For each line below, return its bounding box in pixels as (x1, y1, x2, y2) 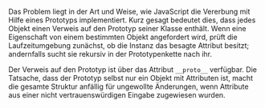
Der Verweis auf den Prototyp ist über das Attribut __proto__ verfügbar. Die (8, 65, 257, 74)
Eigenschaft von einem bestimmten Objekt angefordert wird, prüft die (8, 32, 238, 42)
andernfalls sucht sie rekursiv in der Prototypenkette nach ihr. (8, 50, 213, 58)
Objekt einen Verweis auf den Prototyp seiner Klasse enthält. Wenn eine (8, 24, 247, 33)
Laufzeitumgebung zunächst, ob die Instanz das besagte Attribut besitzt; (8, 41, 250, 50)
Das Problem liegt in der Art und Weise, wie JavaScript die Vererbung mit (8, 7, 251, 16)
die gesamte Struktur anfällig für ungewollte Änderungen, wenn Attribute (8, 82, 249, 91)
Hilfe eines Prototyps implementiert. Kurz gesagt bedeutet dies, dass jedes (8, 15, 256, 25)
